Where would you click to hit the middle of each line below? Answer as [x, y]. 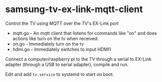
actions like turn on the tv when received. [56, 38]
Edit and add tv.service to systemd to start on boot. [60, 74]
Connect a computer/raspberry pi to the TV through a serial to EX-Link [78, 59]
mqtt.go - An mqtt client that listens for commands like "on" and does [85, 33]
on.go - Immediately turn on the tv [48, 44]
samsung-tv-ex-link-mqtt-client [74, 9]
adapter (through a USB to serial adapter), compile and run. [67, 64]
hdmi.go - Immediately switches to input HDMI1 [62, 49]
